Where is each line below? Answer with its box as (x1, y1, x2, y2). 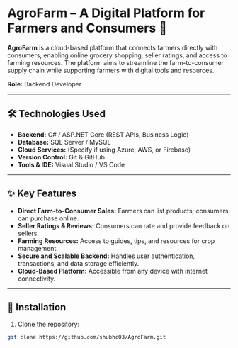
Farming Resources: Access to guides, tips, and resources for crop (17, 236, 215, 245)
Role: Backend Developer (7, 79, 82, 88)
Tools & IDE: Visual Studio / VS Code (17, 160, 125, 169)
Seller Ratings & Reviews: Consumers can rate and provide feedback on (17, 221, 230, 230)
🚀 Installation (7, 301, 67, 313)
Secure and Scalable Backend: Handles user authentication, (17, 252, 195, 260)
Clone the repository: (17, 320, 80, 329)
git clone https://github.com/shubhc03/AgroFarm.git (7, 334, 166, 341)
